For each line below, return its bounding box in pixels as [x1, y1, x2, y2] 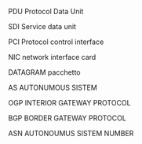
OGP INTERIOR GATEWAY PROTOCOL [8, 98, 131, 107]
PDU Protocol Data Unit [8, 7, 84, 16]
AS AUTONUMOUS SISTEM [8, 83, 98, 92]
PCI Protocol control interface [8, 37, 104, 46]
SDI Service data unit [8, 22, 77, 31]
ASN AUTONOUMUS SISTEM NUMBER [8, 129, 134, 138]
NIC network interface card [8, 53, 96, 61]
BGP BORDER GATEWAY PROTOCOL [8, 113, 127, 123]
